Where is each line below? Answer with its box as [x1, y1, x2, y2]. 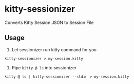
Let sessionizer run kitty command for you [11, 46, 97, 52]
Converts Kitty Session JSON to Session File [4, 20, 94, 25]
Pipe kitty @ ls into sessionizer [11, 64, 77, 70]
